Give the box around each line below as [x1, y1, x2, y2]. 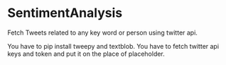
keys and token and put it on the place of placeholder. [7, 49, 165, 58]
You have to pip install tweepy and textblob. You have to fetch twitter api [7, 42, 219, 50]
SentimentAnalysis [7, 5, 123, 21]
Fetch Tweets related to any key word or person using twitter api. [7, 28, 198, 37]
